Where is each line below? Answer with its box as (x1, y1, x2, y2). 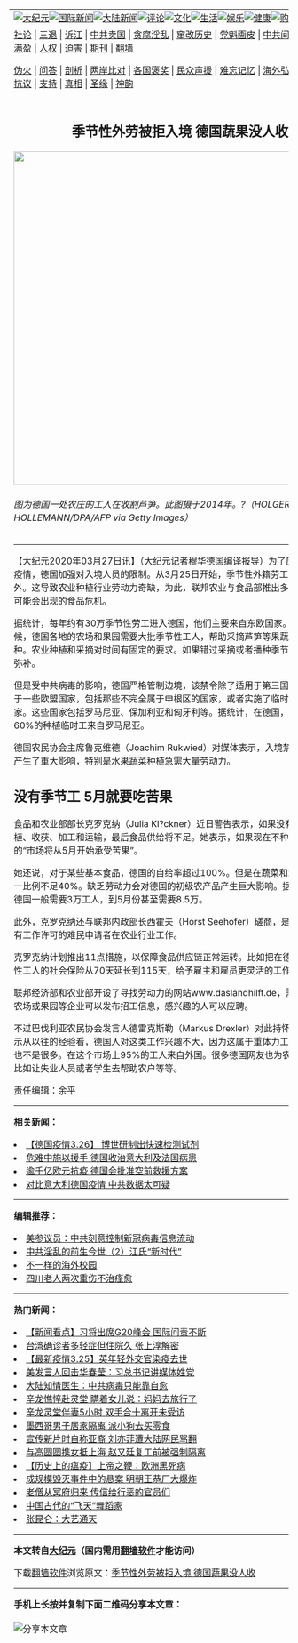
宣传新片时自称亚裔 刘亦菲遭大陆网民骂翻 (26, 1432, 198, 1445)
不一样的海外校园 (26, 1258, 98, 1270)
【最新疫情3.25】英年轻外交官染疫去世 (26, 1352, 188, 1365)
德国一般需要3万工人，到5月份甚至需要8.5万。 (13, 893, 208, 905)
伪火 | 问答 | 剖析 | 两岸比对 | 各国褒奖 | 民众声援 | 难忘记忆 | (13, 64, 262, 76)
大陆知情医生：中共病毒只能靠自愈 (26, 1379, 169, 1391)
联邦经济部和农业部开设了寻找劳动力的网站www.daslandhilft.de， (13, 986, 286, 998)
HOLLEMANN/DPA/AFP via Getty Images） (13, 511, 193, 524)
